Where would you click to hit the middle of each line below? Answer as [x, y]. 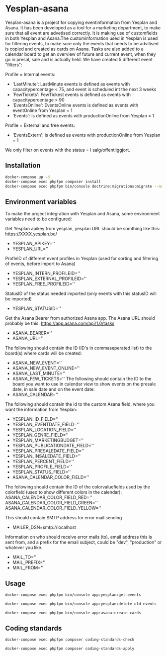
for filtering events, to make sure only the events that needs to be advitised [82, 43]
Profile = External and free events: [40, 125]
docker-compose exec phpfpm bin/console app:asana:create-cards [73, 613]
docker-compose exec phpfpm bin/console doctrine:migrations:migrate [79, 186]
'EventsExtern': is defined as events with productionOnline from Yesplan [86, 135]
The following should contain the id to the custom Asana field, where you [80, 404]
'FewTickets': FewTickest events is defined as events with [71, 94]
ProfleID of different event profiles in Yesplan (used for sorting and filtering [82, 259]
